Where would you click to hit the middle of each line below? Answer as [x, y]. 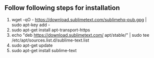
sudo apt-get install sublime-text [44, 50]
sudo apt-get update [32, 45]
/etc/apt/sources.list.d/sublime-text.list [50, 40]
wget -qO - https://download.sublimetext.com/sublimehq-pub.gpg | [79, 19]
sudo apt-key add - [31, 25]
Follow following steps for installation [62, 8]
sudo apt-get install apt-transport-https [51, 30]
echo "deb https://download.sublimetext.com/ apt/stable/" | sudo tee [80, 35]
